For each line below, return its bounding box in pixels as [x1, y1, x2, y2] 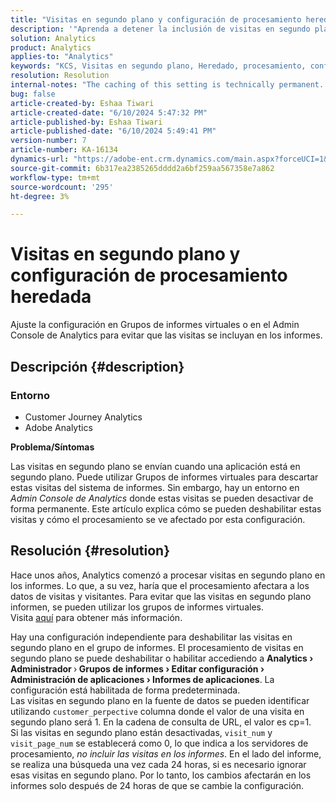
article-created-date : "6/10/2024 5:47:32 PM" [10, 107, 208, 118]
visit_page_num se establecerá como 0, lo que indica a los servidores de [10, 737, 309, 749]
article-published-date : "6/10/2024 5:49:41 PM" [10, 126, 217, 136]
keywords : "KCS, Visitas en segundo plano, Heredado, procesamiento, [10, 61, 307, 71]
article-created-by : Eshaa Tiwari [10, 98, 155, 108]
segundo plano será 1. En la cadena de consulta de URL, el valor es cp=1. [10, 716, 312, 728]
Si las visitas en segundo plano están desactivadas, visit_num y [10, 726, 273, 738]
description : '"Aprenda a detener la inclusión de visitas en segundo [10, 24, 311, 34]
